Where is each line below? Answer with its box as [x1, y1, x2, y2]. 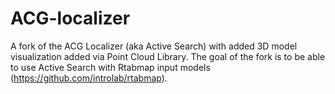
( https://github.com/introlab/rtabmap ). [10, 72, 168, 84]
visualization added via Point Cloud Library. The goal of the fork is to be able [10, 50, 326, 62]
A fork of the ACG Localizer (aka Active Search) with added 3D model [10, 40, 298, 52]
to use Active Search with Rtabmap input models [10, 61, 211, 73]
